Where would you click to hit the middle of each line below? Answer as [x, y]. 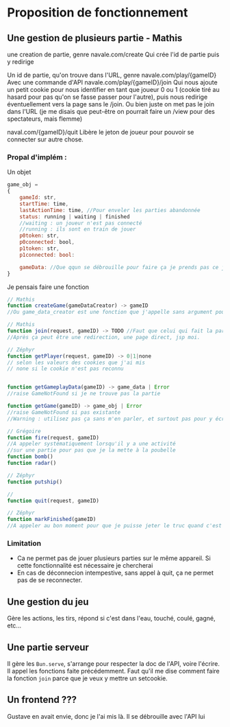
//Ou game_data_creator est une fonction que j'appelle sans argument [110, 312]
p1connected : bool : [47, 255]
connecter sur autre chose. [45, 139]
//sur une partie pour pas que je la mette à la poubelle [91, 450]
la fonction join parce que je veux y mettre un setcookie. [87, 678]
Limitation [24, 543]
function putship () [35, 482]
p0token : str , [39, 236]
